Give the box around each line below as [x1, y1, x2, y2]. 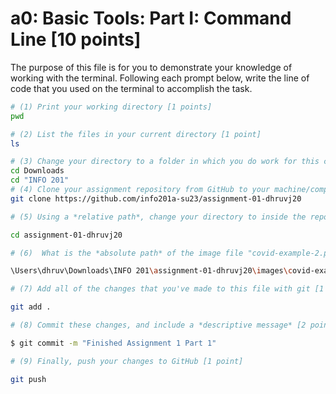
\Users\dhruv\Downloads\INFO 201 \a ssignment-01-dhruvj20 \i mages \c [10, 266, 293, 276]
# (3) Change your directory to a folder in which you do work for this [10, 157, 320, 167]
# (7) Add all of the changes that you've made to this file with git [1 [10, 284, 325, 294]
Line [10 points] [10, 28, 142, 51]
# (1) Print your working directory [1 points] [10, 102, 213, 112]
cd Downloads [10, 166, 65, 176]
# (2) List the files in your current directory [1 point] [10, 129, 262, 139]
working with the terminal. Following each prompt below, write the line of [10, 72, 310, 84]
